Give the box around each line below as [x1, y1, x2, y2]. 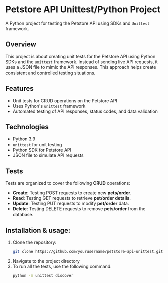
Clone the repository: [12, 239, 57, 245]
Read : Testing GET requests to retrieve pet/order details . [12, 195, 131, 201]
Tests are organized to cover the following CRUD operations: [5, 180, 130, 186]
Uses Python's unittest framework [12, 103, 86, 109]
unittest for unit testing [12, 141, 62, 148]
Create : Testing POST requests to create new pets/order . [12, 190, 132, 196]
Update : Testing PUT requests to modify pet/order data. [12, 200, 129, 207]
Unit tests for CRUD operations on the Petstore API [12, 97, 118, 104]
